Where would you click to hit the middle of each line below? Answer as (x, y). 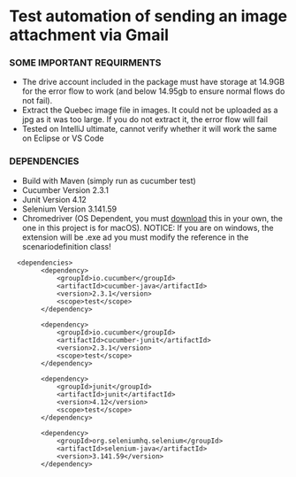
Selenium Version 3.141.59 (69, 209)
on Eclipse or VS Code (63, 138)
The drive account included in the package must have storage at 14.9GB (153, 82)
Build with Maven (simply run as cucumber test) (109, 181)
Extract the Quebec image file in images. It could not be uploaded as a (150, 110)
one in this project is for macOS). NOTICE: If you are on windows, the (148, 227)
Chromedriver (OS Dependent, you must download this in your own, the (152, 218)
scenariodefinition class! (67, 246)
